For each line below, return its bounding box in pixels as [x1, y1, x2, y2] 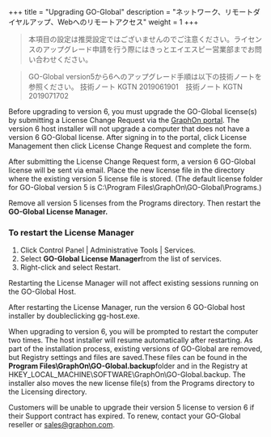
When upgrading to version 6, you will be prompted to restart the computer [8, 327, 259, 337]
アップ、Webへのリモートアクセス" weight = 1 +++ [29, 17, 199, 27]
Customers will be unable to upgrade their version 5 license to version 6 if [8, 403, 255, 413]
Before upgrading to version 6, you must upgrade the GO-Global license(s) [8, 107, 257, 116]
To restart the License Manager [8, 227, 135, 238]
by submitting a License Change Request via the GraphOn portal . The [8, 116, 240, 125]
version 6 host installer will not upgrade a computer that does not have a [8, 124, 250, 134]
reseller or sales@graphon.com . [8, 420, 116, 430]
